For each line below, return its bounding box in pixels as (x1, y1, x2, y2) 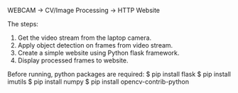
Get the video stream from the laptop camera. (17, 33, 152, 42)
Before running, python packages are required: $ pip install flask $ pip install (7, 70, 231, 78)
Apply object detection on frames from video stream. (17, 41, 173, 49)
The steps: (7, 20, 39, 28)
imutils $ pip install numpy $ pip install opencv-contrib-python (7, 77, 190, 86)
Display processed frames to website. (17, 56, 129, 65)
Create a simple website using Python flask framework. (17, 49, 180, 57)
